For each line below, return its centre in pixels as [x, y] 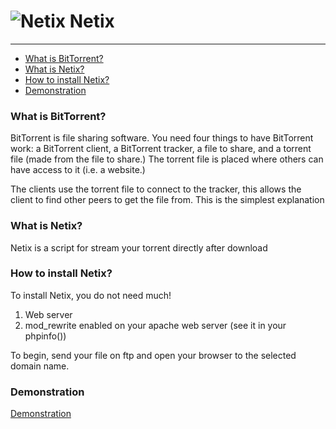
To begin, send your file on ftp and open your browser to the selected [153, 355]
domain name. [40, 366]
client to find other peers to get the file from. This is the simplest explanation [167, 200]
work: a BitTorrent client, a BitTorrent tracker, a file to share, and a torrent [161, 149]
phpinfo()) [45, 336]
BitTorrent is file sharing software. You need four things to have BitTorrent [162, 138]
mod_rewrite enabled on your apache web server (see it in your [155, 325]
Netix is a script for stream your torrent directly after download [139, 247]
